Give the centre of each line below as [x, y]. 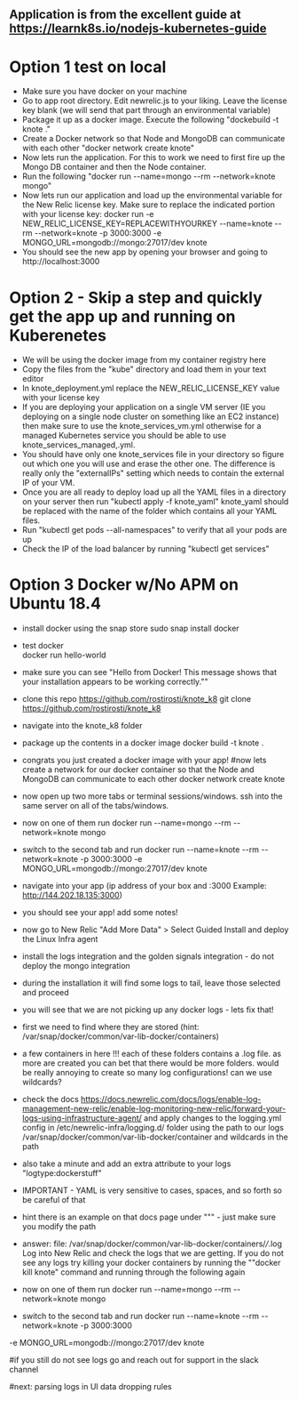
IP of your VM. [48, 483]
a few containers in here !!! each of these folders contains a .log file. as [152, 1054]
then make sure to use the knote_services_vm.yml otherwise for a [141, 426]
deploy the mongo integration [76, 966]
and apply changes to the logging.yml [212, 1118]
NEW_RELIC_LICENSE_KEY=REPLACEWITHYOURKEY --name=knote [147, 224]
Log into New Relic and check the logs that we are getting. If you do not [153, 1253]
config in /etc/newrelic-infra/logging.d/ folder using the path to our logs [153, 1128]
